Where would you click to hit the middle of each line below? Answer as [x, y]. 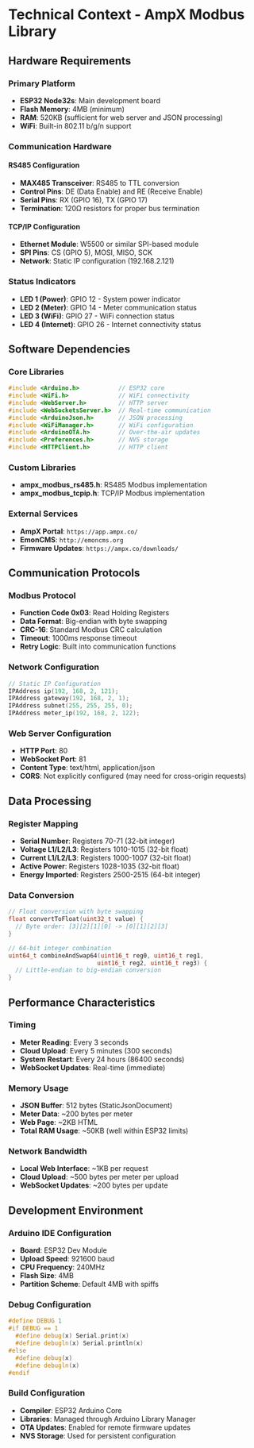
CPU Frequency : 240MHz [62, 1267]
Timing [22, 1025]
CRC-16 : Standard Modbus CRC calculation [91, 630]
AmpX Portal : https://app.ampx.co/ [79, 531]
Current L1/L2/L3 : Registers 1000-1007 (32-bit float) [106, 858]
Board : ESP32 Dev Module [63, 1250]
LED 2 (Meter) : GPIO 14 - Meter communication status [108, 307]
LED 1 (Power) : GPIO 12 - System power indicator [100, 298]
